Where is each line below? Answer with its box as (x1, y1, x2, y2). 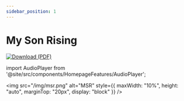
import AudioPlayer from (6, 64, 66, 71)
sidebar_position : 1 (6, 8, 57, 15)
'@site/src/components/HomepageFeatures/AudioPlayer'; (6, 71, 146, 78)
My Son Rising (6, 33, 77, 47)
